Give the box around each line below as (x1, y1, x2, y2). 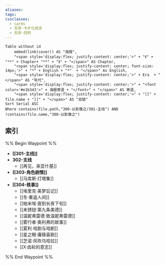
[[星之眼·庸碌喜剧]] (19, 231, 58, 237)
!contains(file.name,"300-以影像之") (5, 112, 80, 117)
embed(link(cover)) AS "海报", (14, 49, 77, 54)
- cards (9, 21, 26, 26)
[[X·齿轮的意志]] (19, 244, 52, 250)
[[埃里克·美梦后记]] (19, 188, 58, 194)
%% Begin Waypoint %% (5, 140, 57, 146)
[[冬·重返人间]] (19, 194, 50, 200)
